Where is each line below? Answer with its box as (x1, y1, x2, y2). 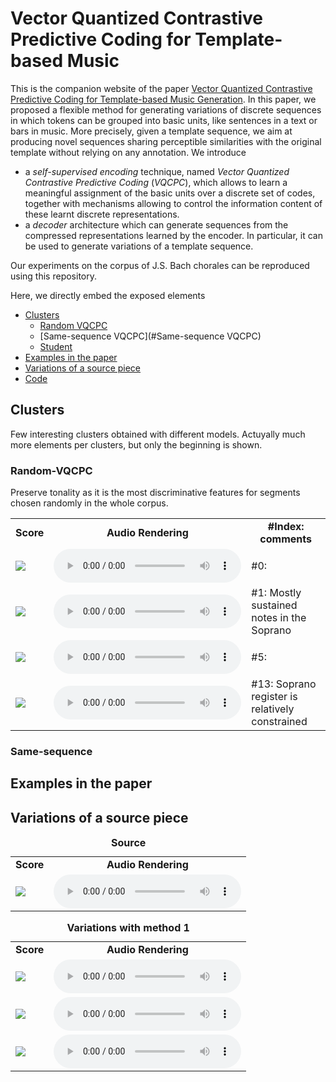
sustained (251, 598, 298, 612)
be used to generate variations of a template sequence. (24, 240, 254, 252)
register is (251, 690, 298, 704)
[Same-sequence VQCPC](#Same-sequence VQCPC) (39, 330, 262, 342)
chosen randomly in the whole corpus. (10, 497, 169, 509)
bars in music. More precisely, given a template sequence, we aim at (10, 125, 293, 137)
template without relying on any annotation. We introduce (10, 146, 247, 158)
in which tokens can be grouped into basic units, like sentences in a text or (10, 114, 318, 126)
